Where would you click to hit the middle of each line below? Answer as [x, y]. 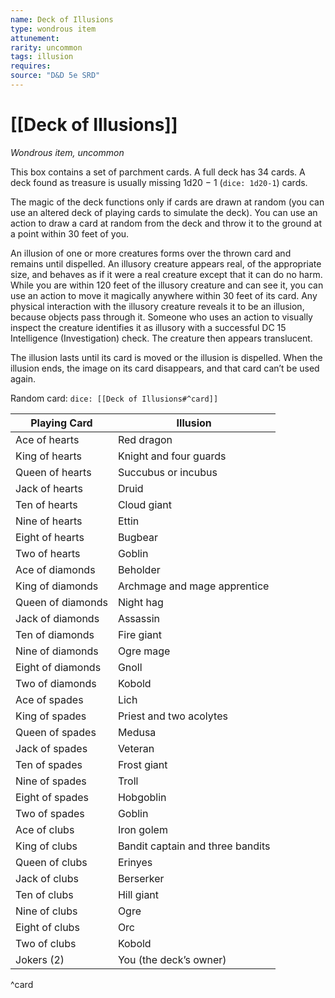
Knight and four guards [172, 456]
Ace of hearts [47, 439]
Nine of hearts [49, 521]
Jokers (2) [40, 959]
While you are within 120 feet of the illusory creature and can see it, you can [167, 285]
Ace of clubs [45, 829]
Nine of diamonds [57, 651]
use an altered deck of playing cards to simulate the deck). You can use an [164, 212]
